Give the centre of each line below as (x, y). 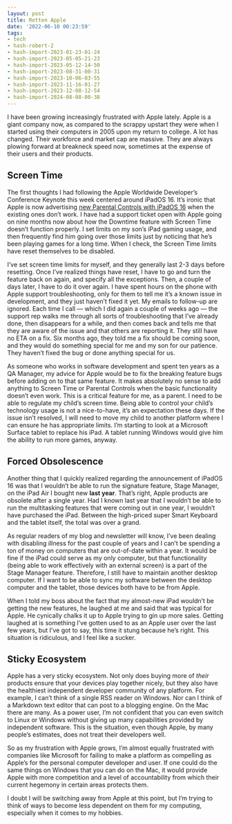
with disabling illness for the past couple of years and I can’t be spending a (114, 543)
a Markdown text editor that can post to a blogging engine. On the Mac (108, 705)
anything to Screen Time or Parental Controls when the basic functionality (112, 388)
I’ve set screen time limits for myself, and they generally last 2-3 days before (116, 265)
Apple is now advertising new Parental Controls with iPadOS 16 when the (110, 207)
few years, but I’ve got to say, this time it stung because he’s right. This (108, 630)
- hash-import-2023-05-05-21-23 (54, 59)
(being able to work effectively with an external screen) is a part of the (107, 565)
